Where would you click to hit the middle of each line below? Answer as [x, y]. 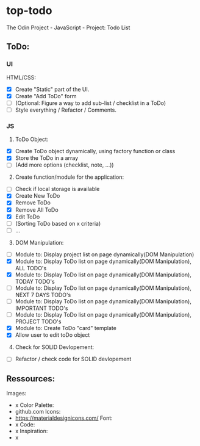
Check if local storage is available [57, 189]
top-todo [29, 11]
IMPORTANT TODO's [41, 308]
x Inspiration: [31, 431]
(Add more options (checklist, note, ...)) [64, 165]
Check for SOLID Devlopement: [55, 347]
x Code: [25, 425]
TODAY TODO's [35, 281]
